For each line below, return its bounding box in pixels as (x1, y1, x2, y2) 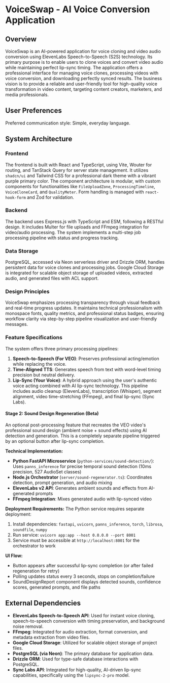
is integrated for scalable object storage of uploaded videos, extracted (5, 270, 153, 276)
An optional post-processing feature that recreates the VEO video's (5, 422, 146, 428)
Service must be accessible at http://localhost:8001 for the (12, 537, 140, 543)
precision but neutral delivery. (12, 371, 75, 378)
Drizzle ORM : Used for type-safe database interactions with (12, 655, 139, 662)
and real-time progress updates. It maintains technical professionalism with (5, 305, 163, 311)
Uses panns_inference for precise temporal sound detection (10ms (12, 463, 151, 469)
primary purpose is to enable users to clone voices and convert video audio (5, 59, 163, 65)
